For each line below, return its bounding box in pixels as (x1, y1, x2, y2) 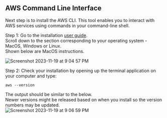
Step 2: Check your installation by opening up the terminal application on (5, 67, 156, 73)
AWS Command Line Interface (5, 4, 102, 12)
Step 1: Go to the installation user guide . (5, 32, 88, 38)
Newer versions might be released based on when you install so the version (5, 96, 162, 102)
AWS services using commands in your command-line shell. (5, 22, 130, 28)
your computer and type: (5, 72, 57, 79)
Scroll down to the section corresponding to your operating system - (5, 37, 147, 43)
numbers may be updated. (5, 102, 60, 108)
